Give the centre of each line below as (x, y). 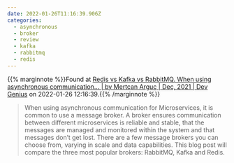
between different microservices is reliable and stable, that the (114, 122)
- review (26, 40)
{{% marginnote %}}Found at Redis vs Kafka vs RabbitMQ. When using (109, 79)
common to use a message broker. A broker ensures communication (123, 115)
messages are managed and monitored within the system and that (119, 129)
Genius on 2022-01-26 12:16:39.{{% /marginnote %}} (84, 94)
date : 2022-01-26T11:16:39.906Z (54, 14)
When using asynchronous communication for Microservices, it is (119, 107)
